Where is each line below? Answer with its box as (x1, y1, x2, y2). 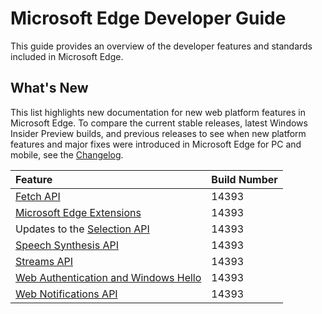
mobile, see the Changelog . (10, 148, 124, 161)
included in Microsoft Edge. (10, 50, 124, 62)
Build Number (211, 172, 278, 186)
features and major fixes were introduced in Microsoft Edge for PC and (10, 138, 302, 150)
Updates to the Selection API (15, 222, 150, 236)
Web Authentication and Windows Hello (15, 270, 202, 284)
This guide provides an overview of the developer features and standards (10, 40, 313, 52)
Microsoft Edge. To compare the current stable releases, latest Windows (10, 117, 308, 129)
